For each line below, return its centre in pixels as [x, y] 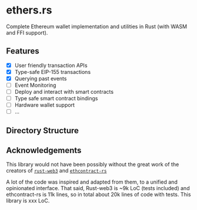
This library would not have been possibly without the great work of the [93, 164]
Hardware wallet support [45, 105]
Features [23, 51]
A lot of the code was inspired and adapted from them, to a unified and [92, 182]
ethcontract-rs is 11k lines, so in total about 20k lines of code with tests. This [98, 195]
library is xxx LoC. [28, 201]
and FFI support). [27, 32]
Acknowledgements [44, 150]
